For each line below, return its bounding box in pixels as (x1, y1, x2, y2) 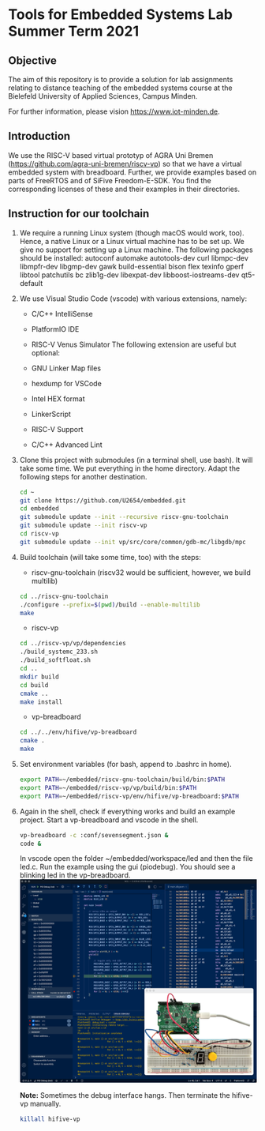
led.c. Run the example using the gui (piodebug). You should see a (19, 862, 236, 872)
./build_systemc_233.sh (19, 648, 99, 656)
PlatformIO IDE (31, 324, 80, 333)
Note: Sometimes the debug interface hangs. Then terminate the (19, 1090, 230, 1099)
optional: (31, 348, 61, 357)
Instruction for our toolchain (8, 207, 150, 220)
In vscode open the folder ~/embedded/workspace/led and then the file (19, 854, 254, 863)
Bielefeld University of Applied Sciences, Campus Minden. (8, 92, 198, 100)
